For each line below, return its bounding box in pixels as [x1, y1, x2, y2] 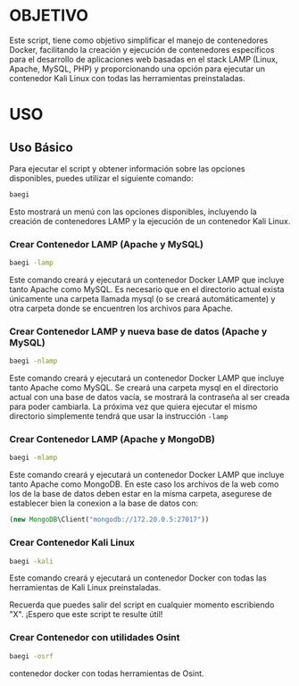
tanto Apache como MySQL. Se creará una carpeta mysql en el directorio [9, 382, 278, 393]
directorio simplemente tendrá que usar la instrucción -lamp [9, 411, 228, 422]
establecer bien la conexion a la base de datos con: [9, 498, 199, 509]
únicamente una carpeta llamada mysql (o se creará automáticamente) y [9, 293, 276, 304]
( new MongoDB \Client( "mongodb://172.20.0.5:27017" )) [9, 515, 210, 524]
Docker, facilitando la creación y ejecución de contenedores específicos [9, 44, 275, 54]
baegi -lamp [9, 258, 54, 268]
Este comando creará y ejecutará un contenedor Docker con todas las [9, 573, 268, 583]
